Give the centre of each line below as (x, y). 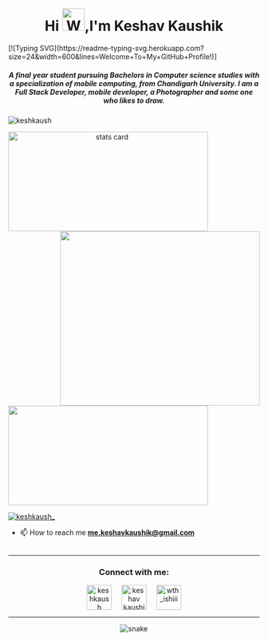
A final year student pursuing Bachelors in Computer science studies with (134, 75)
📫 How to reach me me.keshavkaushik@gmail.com (107, 532)
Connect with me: (134, 572)
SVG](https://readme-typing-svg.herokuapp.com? (122, 48)
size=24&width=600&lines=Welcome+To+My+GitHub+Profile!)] (112, 57)
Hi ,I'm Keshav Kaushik (134, 26)
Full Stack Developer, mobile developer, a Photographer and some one (134, 92)
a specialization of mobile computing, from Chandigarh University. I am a (134, 83)
